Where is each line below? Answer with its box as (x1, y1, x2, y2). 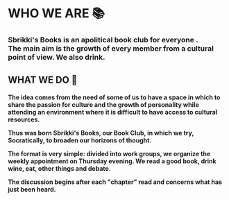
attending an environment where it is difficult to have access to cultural (8, 108, 218, 117)
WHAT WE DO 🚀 (8, 74, 78, 85)
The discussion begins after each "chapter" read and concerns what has (8, 178, 223, 186)
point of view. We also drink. (8, 53, 105, 62)
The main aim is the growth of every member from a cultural (8, 44, 214, 53)
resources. (8, 115, 40, 124)
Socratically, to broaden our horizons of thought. (8, 136, 152, 144)
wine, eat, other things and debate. (8, 165, 112, 173)
